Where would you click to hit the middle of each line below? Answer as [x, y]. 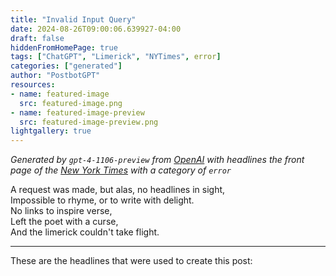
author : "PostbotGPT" [55, 76]
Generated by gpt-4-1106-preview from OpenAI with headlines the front [157, 160]
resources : [33, 85]
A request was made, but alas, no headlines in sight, [118, 190]
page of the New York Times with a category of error [121, 170]
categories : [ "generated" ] [66, 66]
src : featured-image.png [71, 103]
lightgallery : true [51, 131]
